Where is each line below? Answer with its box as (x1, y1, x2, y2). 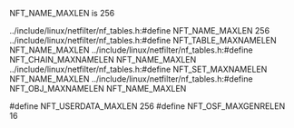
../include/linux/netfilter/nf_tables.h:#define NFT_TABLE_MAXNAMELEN (9, 35, 277, 45)
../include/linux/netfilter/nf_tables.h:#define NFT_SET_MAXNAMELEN (9, 64, 268, 74)
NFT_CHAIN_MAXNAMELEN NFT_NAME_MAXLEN (9, 54, 197, 64)
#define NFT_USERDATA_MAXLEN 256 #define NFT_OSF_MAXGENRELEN (9, 101, 286, 112)
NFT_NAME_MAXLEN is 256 (9, 8, 115, 18)
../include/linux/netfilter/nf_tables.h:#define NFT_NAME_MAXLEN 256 (9, 25, 270, 35)
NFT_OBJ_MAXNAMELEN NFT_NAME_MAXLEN (9, 84, 187, 94)
